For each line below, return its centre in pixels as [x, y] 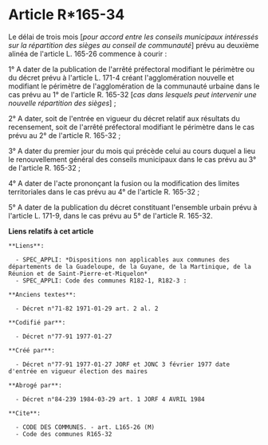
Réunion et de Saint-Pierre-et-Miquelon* [78, 274]
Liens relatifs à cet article [51, 231]
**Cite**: [25, 413]
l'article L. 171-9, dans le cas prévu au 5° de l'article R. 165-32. [110, 215]
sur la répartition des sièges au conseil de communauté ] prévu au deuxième [134, 45]
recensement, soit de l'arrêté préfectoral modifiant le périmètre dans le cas [132, 127]
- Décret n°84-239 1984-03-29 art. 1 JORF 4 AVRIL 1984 [110, 399]
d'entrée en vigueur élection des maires [78, 371]
